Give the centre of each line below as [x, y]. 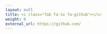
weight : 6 [16, 19]
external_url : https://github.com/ [43, 24]
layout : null [19, 10]
